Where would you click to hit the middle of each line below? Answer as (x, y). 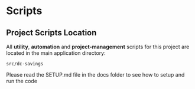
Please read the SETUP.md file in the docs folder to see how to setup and (95, 75)
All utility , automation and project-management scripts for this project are (98, 47)
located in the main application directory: (56, 53)
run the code (22, 81)
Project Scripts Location (51, 33)
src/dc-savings (25, 64)
